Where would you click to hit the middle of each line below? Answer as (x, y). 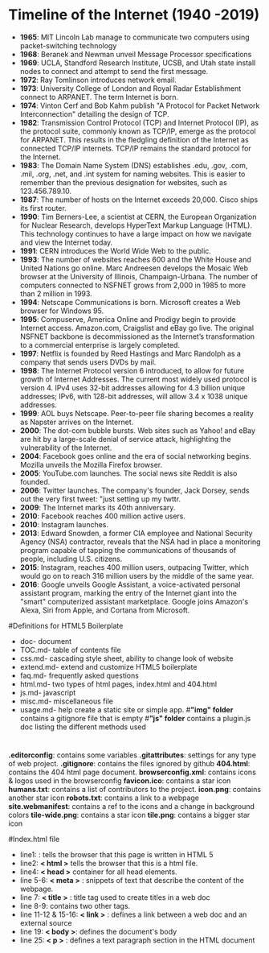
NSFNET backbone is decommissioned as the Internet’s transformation (137, 336)
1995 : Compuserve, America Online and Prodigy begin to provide (128, 319)
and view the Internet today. (66, 242)
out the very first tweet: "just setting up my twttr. (100, 499)
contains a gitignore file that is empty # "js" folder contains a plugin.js (135, 718)
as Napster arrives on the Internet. (77, 422)
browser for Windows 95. (62, 311)
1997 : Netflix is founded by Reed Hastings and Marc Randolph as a (130, 353)
